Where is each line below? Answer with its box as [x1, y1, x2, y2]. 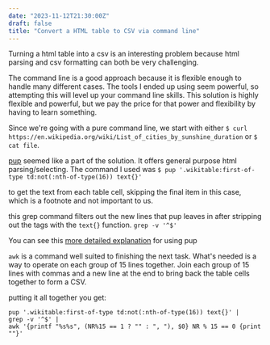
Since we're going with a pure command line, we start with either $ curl [8, 123, 248, 133]
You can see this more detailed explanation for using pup [8, 236, 197, 246]
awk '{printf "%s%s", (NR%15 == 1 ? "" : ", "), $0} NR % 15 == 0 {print [8, 322, 262, 331]
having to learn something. [8, 107, 98, 117]
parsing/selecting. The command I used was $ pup [8, 165, 176, 175]
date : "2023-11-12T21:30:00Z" [8, 11, 110, 20]
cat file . [8, 141, 40, 150]
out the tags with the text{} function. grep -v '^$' [8, 220, 177, 230]
